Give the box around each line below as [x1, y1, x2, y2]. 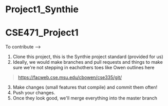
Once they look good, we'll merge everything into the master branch [12, 95, 158, 101]
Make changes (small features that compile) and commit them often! [12, 84, 158, 90]
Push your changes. [12, 90, 55, 96]
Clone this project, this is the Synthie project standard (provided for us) [12, 54, 163, 60]
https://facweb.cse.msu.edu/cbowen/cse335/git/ [17, 74, 122, 81]
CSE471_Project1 [5, 27, 79, 39]
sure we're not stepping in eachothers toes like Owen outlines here [12, 65, 155, 71]
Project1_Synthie [5, 4, 79, 15]
